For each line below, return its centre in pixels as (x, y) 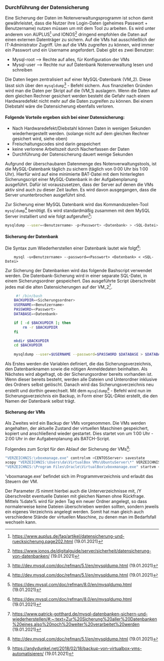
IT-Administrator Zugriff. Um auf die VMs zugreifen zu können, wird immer (80, 45)
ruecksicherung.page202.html (42, 542)
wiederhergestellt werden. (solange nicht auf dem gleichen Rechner (81, 133)
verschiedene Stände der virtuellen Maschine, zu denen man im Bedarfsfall (81, 517)
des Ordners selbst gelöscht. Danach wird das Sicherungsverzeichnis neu (79, 385)
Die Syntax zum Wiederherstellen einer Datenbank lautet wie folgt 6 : (73, 248)
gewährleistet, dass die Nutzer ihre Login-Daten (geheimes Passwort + (76, 23)
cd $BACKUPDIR (28, 345)
